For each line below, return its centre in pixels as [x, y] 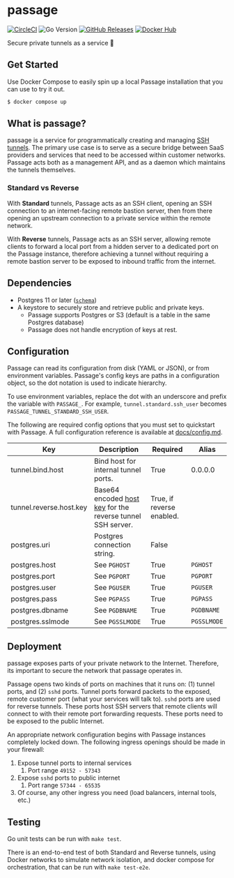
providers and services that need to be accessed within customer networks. [116, 155]
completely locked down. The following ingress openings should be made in [116, 742]
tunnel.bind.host [37, 470]
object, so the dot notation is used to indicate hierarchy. [87, 383]
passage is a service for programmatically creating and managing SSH [108, 140]
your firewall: [26, 750]
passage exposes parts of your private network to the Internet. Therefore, [113, 663]
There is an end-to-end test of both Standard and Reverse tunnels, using [111, 852]
